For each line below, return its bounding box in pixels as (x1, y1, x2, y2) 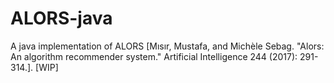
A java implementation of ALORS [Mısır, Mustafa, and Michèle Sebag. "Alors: (10, 40, 325, 52)
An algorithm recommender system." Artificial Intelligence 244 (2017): (10, 50, 298, 62)
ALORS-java (10, 7, 113, 30)
